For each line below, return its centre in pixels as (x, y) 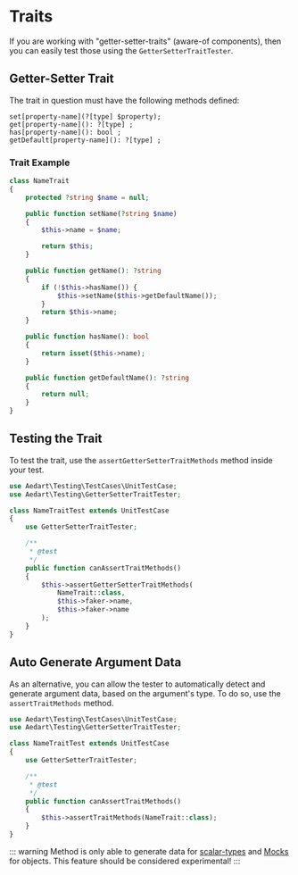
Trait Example (40, 162)
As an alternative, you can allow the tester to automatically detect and (137, 684)
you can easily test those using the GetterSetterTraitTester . (121, 50)
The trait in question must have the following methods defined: (124, 100)
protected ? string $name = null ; (87, 197)
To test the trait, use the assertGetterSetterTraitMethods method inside (141, 460)
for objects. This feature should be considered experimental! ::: (125, 861)
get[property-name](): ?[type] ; (71, 124)
